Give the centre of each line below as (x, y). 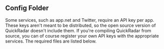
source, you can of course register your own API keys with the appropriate (82, 36)
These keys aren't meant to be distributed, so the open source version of (81, 25)
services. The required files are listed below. (51, 41)
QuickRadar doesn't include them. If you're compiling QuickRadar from (78, 30)
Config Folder (27, 8)
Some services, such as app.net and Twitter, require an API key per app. (80, 20)
